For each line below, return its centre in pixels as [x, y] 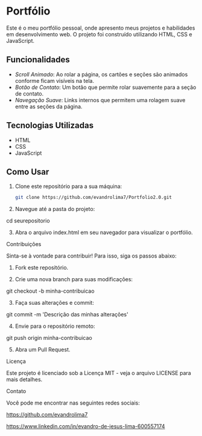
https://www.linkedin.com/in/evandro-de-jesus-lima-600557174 [86, 426]
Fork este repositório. [42, 268]
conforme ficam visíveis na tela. [55, 80]
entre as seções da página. [49, 106]
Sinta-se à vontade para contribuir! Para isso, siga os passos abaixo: [91, 256]
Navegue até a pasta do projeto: [55, 209]
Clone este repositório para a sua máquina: [68, 186]
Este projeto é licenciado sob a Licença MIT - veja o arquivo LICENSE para [99, 373]
